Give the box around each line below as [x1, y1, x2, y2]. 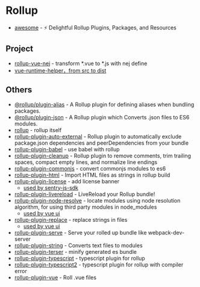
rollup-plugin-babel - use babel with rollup [14, 145, 120, 153]
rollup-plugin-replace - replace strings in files [14, 216, 128, 223]
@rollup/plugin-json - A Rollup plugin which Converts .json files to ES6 [14, 113, 190, 121]
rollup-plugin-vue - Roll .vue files [14, 274, 97, 281]
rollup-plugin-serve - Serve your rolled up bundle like [14, 229, 147, 236]
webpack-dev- [148, 229, 185, 236]
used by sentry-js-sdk [23, 184, 79, 191]
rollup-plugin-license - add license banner [14, 177, 120, 184]
